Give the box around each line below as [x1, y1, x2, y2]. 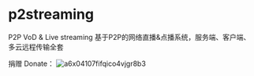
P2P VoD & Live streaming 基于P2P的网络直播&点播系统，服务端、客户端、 [8, 32, 251, 42]
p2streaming [8, 5, 95, 24]
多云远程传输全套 [8, 42, 64, 52]
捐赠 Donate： [8, 59, 55, 68]
